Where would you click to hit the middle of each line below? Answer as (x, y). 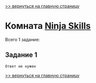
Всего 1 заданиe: (23, 39)
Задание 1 (21, 55)
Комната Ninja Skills (48, 26)
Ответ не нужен (21, 66)
